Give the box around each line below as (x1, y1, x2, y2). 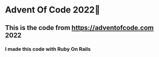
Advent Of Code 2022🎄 (5, 4, 100, 15)
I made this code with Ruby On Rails (5, 45, 91, 52)
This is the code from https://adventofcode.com (5, 24, 154, 32)
